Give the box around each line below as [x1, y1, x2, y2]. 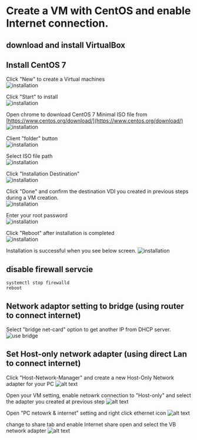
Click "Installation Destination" [6, 170, 80, 177]
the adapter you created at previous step [6, 398, 105, 405]
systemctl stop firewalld [6, 280, 69, 286]
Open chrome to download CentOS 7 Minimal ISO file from [6, 111, 148, 118]
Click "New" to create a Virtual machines [6, 75, 105, 83]
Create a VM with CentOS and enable [6, 4, 191, 18]
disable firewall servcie [6, 264, 94, 274]
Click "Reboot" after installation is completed [6, 230, 115, 237]
